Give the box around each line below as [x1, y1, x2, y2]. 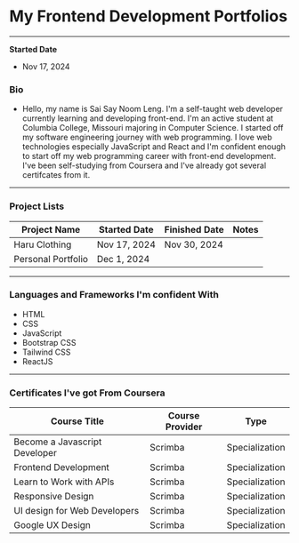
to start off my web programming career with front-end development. [21, 151, 277, 162]
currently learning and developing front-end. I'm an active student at [21, 113, 274, 124]
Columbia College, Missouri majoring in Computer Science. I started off [21, 123, 284, 133]
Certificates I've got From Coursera [9, 387, 166, 399]
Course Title [50, 415, 105, 427]
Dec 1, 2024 [96, 252, 150, 265]
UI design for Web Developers [13, 505, 140, 517]
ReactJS [21, 355, 53, 366]
